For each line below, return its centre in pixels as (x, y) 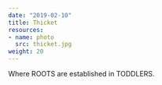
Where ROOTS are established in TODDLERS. (81, 74)
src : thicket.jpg (44, 44)
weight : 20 (26, 51)
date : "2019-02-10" (40, 15)
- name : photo (31, 37)
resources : (26, 30)
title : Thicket (33, 23)
